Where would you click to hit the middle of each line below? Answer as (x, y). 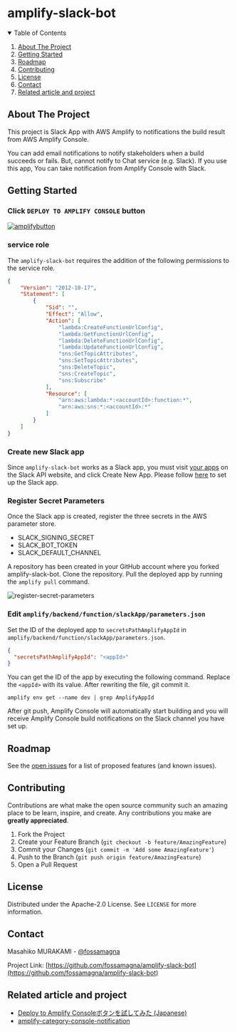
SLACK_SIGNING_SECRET (56, 538)
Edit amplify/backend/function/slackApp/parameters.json (106, 614)
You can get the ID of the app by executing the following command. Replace (119, 677)
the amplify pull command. (49, 582)
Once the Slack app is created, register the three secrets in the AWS (107, 516)
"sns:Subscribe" (82, 380)
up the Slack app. (33, 483)
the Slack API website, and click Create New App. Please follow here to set (117, 475)
